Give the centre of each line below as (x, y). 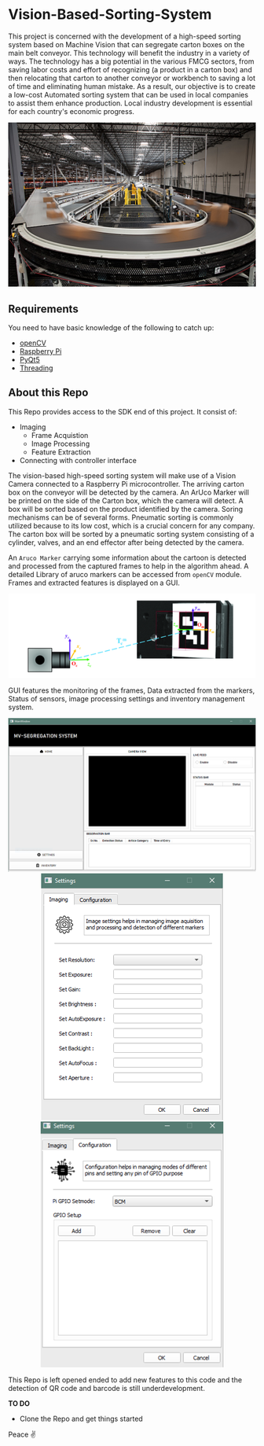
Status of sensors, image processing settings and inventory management (126, 698)
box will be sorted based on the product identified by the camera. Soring (126, 509)
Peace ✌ (22, 1435)
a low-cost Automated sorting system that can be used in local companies (128, 94)
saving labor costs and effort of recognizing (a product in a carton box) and (130, 69)
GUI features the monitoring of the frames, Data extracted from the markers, (132, 690)
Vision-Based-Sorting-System (110, 15)
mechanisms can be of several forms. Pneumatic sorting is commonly (121, 517)
